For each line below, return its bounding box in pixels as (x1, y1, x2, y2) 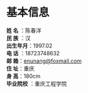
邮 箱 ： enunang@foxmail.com (6, 57, 82, 64)
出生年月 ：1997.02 (6, 42, 53, 49)
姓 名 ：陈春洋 (6, 27, 42, 34)
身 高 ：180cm (6, 72, 41, 80)
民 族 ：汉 (6, 34, 31, 41)
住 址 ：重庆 (6, 64, 35, 72)
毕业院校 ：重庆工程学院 (6, 80, 67, 87)
